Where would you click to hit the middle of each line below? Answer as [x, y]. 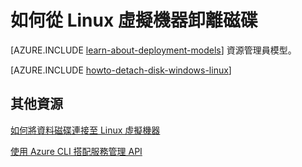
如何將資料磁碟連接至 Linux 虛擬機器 [85, 130]
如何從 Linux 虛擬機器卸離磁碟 [134, 20]
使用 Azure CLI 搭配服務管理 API [76, 151]
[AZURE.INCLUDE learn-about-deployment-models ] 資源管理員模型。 [153, 50]
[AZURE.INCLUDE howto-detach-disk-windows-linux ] [121, 70]
